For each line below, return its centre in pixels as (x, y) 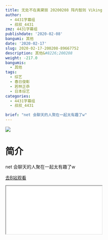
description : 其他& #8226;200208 (39, 53)
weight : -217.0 (21, 58)
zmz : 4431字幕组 (21, 29)
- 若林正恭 (20, 86)
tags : (11, 72)
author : (14, 15)
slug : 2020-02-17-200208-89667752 (42, 48)
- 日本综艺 (20, 91)
